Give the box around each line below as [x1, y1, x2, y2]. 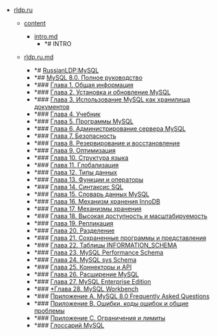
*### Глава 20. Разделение [34, 226, 115, 235]
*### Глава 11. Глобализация [34, 161, 119, 169]
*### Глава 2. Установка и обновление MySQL [34, 88, 171, 96]
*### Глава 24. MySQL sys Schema [34, 256, 137, 263]
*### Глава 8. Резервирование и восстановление [34, 139, 180, 147]
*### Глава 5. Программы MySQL [34, 117, 133, 125]
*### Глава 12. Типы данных [34, 168, 118, 176]
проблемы [34, 307, 65, 315]
